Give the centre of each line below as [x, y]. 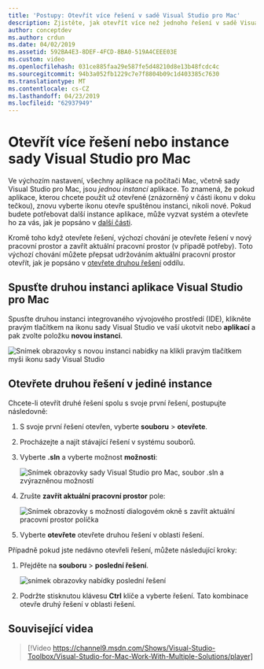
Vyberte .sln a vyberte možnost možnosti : [88, 456]
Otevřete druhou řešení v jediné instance [110, 384]
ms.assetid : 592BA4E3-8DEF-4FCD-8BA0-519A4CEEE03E [93, 52]
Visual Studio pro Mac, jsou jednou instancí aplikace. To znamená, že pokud [132, 189]
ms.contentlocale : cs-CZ [49, 89]
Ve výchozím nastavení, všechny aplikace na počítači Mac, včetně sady [124, 181]
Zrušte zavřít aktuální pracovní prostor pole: [92, 496]
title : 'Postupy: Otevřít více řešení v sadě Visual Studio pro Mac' [125, 15]
